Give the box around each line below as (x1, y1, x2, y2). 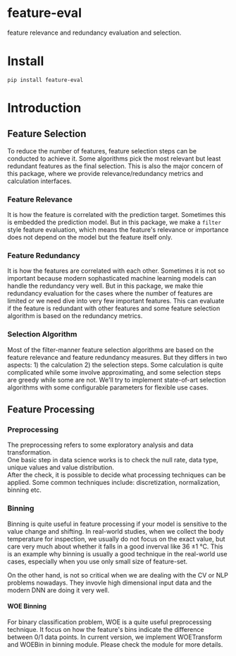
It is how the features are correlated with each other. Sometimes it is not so (7, 266, 225, 275)
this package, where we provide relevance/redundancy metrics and (7, 169, 204, 177)
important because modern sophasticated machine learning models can (7, 274, 217, 283)
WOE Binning (7, 602, 47, 611)
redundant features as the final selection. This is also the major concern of (7, 161, 223, 170)
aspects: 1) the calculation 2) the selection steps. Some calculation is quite (7, 361, 223, 369)
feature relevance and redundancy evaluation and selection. (7, 28, 182, 37)
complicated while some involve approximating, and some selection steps (7, 368, 221, 376)
